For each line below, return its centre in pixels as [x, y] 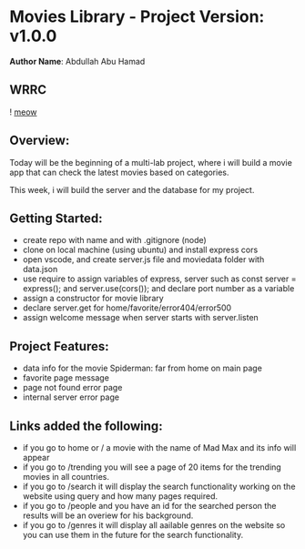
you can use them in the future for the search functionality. [133, 535]
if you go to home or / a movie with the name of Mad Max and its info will [159, 447]
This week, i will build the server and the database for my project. [132, 189]
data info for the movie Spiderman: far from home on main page [142, 368]
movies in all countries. [66, 477]
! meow [23, 112]
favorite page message [66, 378]
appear [36, 457]
